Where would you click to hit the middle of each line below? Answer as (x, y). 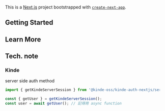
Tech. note (22, 56)
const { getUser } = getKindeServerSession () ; (54, 99)
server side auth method (30, 81)
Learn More (23, 39)
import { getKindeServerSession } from (46, 90)
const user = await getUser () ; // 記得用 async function (63, 104)
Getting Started (29, 22)
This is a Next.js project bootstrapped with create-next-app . (66, 7)
